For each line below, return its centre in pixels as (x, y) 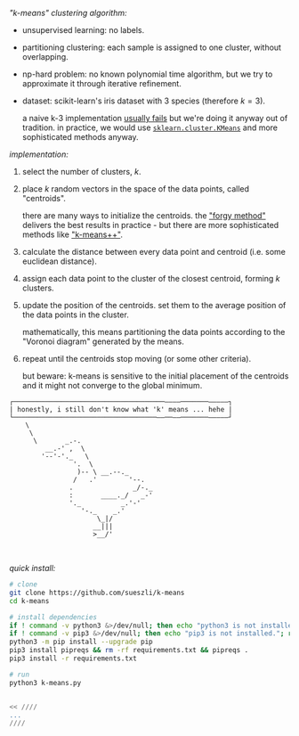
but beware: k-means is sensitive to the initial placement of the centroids (155, 376)
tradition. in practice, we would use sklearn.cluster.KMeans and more (150, 127)
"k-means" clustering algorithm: (68, 13)
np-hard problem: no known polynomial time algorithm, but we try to (147, 74)
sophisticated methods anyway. (81, 137)
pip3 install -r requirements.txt (73, 658)
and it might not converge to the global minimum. (112, 385)
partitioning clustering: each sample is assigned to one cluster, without (152, 47)
